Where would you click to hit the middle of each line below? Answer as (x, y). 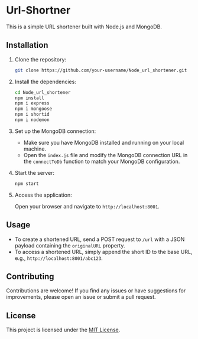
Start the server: (35, 172)
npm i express (32, 103)
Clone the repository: (40, 59)
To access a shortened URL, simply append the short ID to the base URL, (103, 252)
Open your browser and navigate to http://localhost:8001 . (87, 206)
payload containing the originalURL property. (70, 245)
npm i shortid (32, 115)
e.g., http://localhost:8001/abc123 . (59, 258)
